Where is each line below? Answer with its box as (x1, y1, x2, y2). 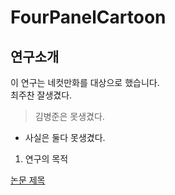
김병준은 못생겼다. (34, 111, 105, 122)
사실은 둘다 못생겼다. (24, 132, 106, 143)
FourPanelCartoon (10, 6, 167, 29)
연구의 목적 (24, 153, 69, 165)
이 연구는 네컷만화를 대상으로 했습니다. (10, 77, 160, 88)
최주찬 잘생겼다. (10, 89, 73, 101)
